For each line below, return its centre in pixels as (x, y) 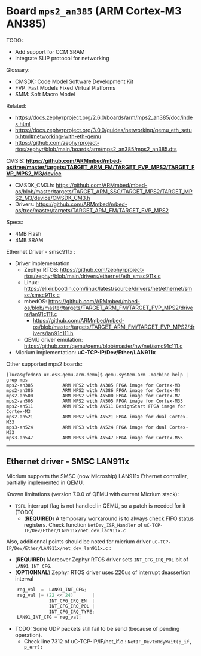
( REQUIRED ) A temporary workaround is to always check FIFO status (109, 518)
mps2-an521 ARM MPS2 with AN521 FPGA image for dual (87, 417)
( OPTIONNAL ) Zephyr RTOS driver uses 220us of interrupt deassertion (103, 572)
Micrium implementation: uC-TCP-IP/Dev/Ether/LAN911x (85, 352)
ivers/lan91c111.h (53, 333)
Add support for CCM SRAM (50, 51)
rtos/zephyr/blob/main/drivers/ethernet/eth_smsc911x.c (92, 276)
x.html (22, 123)
